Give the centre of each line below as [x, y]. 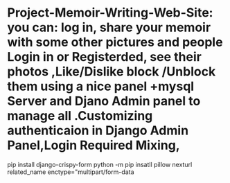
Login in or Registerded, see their [105, 57]
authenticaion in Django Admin [98, 131]
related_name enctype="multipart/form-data [71, 172]
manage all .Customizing [80, 116]
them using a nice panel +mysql [101, 86]
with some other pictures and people [115, 42]
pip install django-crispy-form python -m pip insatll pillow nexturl [100, 164]
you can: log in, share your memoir [109, 27]
